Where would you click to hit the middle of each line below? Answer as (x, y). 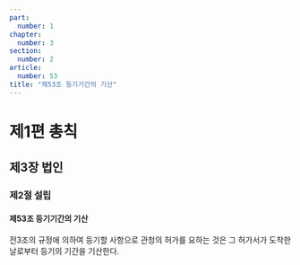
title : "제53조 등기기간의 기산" (63, 84)
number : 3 (35, 43)
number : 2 (35, 59)
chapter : (26, 34)
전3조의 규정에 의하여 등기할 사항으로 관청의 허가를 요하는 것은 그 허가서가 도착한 (150, 240)
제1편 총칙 (43, 132)
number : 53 (38, 76)
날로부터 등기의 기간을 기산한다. (64, 252)
